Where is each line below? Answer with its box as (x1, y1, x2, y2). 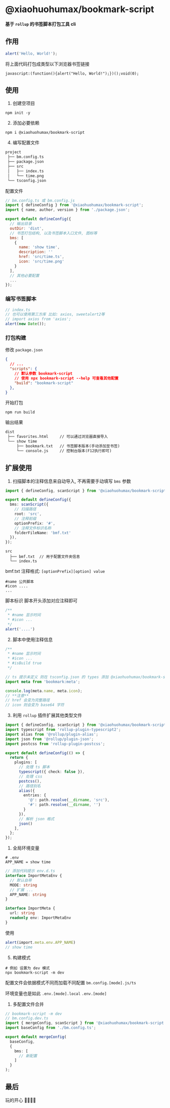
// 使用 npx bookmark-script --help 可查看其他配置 (14, 376, 119, 381)
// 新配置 (18, 1053, 37, 1058)
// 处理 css (18, 774, 42, 779)
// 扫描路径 (14, 507, 36, 512)
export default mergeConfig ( (5, 1035, 67, 1040)
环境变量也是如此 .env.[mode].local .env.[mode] (5, 990, 107, 996)
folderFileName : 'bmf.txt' (14, 530, 71, 535)
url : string (10, 911, 35, 916)
